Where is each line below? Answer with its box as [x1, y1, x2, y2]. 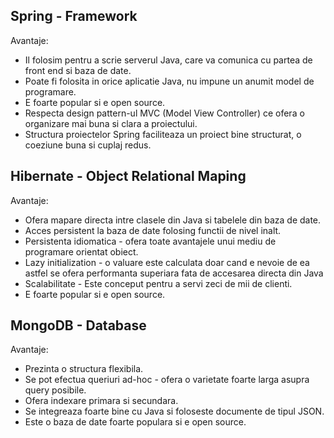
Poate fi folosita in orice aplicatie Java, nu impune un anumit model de [24, 75, 315, 87]
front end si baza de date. [24, 64, 132, 76]
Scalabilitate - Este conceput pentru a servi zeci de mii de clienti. [24, 277, 293, 289]
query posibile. [24, 384, 87, 396]
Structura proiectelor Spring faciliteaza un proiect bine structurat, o [24, 128, 302, 140]
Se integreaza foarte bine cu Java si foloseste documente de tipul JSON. [24, 405, 325, 418]
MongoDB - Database [10, 317, 147, 334]
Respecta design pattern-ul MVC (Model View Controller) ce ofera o [24, 107, 305, 119]
